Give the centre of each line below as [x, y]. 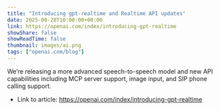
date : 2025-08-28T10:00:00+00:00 [55, 20]
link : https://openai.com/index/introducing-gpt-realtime [92, 26]
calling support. [29, 86]
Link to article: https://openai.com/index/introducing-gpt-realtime [110, 99]
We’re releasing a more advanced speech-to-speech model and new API [110, 71]
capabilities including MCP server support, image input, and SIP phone [107, 78]
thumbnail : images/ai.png [44, 45]
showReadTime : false [37, 39]
